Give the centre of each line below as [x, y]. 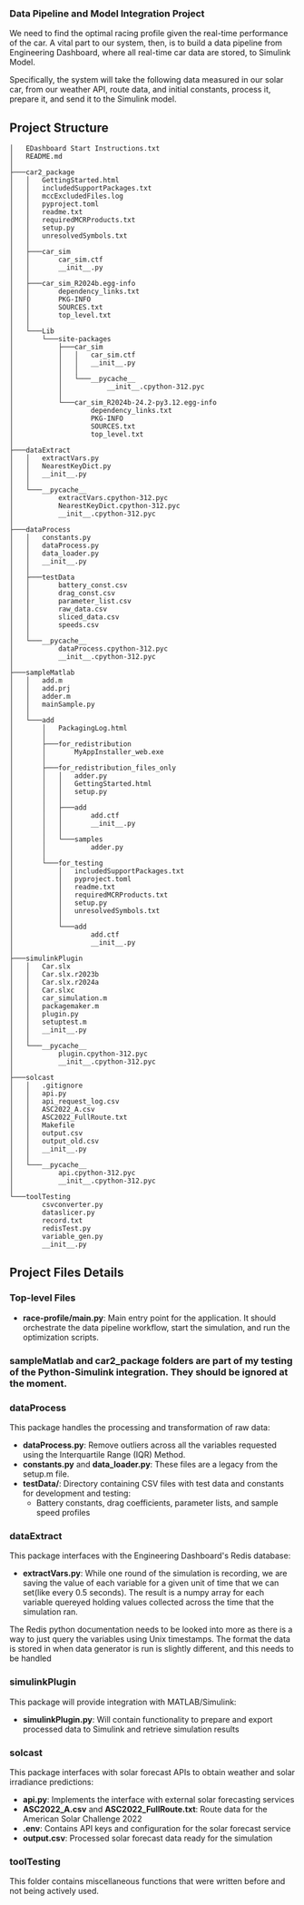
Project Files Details [67, 1272]
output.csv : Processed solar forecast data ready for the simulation [147, 1838]
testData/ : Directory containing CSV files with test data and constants [153, 1484]
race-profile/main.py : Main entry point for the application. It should [149, 1318]
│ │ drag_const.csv [63, 594]
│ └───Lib [32, 331]
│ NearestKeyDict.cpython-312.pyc [95, 506]
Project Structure [59, 128]
